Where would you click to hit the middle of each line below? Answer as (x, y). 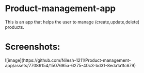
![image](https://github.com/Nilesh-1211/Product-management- (68, 60)
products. (15, 27)
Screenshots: (33, 47)
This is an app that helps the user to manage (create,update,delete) (72, 22)
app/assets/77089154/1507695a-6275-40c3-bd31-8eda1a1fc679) (71, 65)
